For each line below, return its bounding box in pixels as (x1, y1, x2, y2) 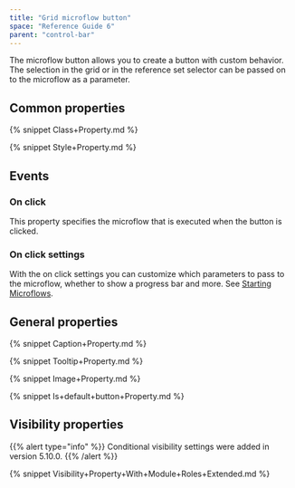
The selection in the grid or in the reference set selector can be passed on (9, 64, 287, 75)
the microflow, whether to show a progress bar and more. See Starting (9, 278, 271, 290)
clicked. (9, 225, 39, 236)
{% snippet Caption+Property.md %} (9, 338, 147, 349)
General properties (9, 314, 119, 330)
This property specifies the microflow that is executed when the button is (9, 215, 282, 226)
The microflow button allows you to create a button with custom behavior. (9, 55, 284, 66)
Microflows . (9, 288, 54, 299)
